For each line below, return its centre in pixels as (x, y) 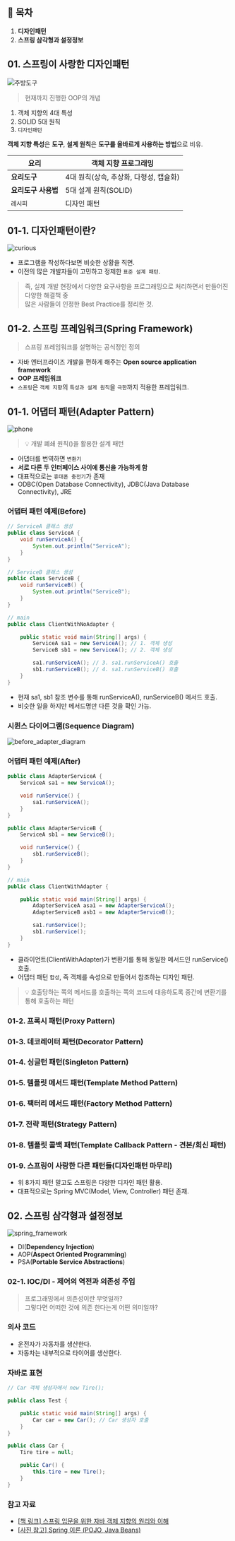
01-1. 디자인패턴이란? (52, 231)
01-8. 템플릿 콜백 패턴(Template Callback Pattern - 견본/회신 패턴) (117, 1145)
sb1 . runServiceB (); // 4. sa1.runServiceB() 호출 (106, 670)
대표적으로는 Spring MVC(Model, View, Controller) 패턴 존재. (103, 1191)
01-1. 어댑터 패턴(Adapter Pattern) (81, 412)
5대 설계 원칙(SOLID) (99, 190)
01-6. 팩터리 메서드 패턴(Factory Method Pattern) (90, 1104)
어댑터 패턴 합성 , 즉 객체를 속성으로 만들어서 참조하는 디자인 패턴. (106, 976)
